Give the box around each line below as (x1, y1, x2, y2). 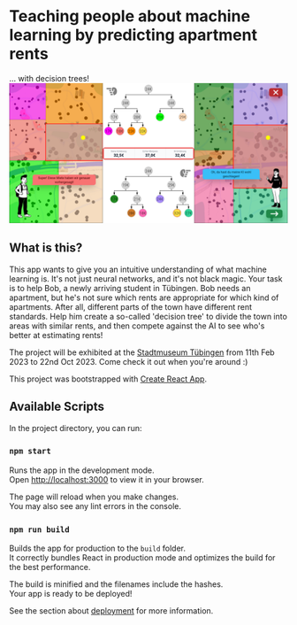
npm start (9, 446, 51, 457)
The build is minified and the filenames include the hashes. (9, 579, 224, 590)
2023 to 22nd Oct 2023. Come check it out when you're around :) (9, 356, 248, 367)
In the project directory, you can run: (9, 422, 142, 433)
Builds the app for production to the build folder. (9, 543, 187, 554)
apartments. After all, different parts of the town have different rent (9, 301, 253, 312)
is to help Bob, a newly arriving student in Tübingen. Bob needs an (9, 282, 251, 293)
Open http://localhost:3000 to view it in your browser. (9, 474, 205, 484)
